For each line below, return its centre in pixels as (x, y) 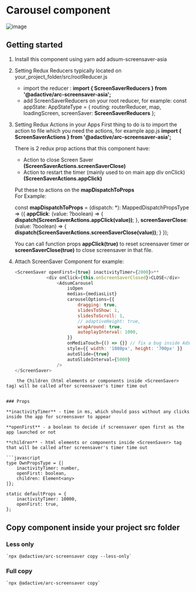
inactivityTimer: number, (48, 468)
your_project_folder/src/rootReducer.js (61, 76)
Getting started (35, 45)
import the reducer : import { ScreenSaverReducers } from (95, 88)
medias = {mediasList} (92, 294)
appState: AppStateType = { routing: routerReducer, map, (92, 107)
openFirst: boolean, (42, 473)
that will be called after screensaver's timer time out (77, 448)
